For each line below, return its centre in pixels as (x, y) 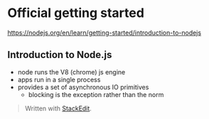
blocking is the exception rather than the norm (96, 94)
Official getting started (76, 13)
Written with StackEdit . (58, 108)
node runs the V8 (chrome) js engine (71, 72)
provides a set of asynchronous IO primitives (83, 87)
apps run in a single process (59, 79)
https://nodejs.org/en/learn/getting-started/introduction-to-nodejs (104, 33)
